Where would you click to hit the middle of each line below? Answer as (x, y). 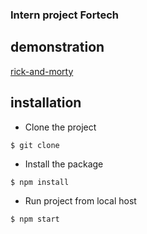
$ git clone (35, 145)
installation (46, 103)
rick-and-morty (42, 71)
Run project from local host (80, 200)
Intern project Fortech (65, 15)
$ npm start (35, 219)
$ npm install (40, 182)
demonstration (57, 47)
